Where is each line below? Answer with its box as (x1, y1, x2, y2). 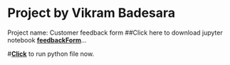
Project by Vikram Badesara (7, 5, 176, 21)
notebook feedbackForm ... (7, 35, 87, 44)
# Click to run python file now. (7, 49, 95, 58)
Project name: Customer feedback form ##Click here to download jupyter (7, 28, 223, 37)
